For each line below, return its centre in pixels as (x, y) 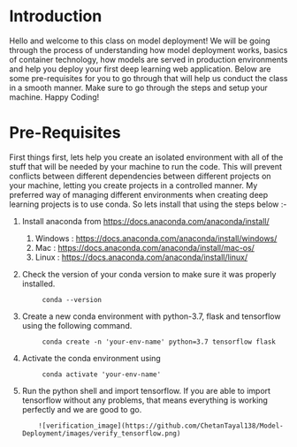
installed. (38, 284)
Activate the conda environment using (91, 358)
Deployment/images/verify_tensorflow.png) (101, 433)
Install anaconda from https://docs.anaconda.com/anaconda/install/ (145, 221)
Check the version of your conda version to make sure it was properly (149, 274)
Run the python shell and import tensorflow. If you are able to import (146, 390)
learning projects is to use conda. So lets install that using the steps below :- (148, 204)
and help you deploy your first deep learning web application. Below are (140, 69)
